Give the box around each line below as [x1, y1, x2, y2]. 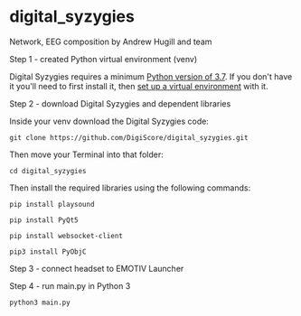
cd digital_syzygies [9, 166, 88, 175]
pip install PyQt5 [9, 215, 79, 225]
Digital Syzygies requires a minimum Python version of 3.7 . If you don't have [9, 70, 293, 82]
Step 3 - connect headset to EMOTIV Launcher [9, 263, 184, 274]
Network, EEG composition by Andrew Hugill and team [9, 36, 212, 47]
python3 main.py [9, 298, 71, 307]
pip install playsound [9, 200, 95, 209]
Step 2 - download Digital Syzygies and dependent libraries [9, 98, 231, 109]
